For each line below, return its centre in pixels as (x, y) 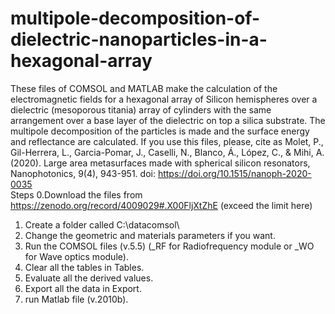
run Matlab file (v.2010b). (76, 299)
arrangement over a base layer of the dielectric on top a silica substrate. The (168, 120)
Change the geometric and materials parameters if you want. (150, 235)
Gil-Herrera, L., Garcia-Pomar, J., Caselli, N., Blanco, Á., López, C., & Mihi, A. (167, 152)
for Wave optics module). (76, 256)
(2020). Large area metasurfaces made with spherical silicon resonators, (160, 163)
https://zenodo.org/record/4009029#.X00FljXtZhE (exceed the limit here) (161, 205)
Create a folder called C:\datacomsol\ (102, 224)
